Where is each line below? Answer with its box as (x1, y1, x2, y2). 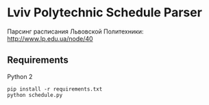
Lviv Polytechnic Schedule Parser (7, 5, 202, 20)
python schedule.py (7, 91, 63, 98)
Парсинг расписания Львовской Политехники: (7, 27, 144, 35)
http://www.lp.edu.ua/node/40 (7, 34, 94, 42)
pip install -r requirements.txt (7, 85, 103, 93)
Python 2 (7, 72, 33, 80)
